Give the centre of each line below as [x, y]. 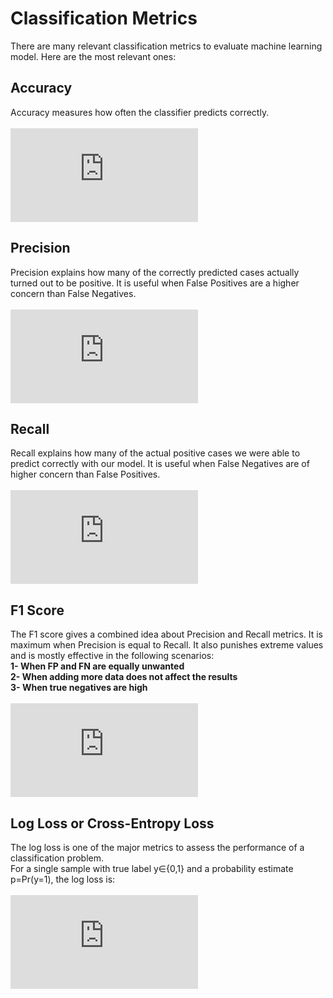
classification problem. [57, 858]
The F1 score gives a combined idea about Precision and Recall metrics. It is [167, 634]
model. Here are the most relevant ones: [93, 56]
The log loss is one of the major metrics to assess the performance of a [157, 847]
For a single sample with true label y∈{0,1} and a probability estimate [152, 868]
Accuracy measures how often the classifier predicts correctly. [140, 112]
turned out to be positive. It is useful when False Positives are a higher [155, 283]
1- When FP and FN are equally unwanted [97, 666]
